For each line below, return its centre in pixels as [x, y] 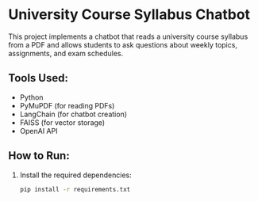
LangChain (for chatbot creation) [73, 114]
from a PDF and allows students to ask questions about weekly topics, [123, 44]
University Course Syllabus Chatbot [129, 15]
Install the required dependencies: [76, 175]
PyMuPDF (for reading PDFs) [67, 105]
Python [31, 97]
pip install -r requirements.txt [75, 189]
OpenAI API [39, 131]
